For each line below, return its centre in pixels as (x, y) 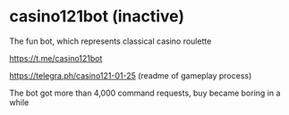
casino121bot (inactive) (97, 16)
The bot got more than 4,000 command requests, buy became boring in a (145, 93)
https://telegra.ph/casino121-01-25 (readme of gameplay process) (131, 75)
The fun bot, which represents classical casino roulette (110, 41)
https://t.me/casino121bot (56, 58)
